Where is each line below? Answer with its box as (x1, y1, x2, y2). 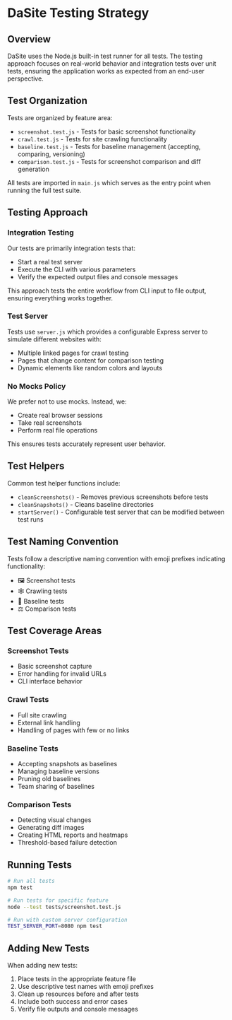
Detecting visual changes (17, 816, 92, 824)
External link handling (17, 718, 80, 727)
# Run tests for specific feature (7, 896, 109, 904)
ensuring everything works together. (7, 293, 114, 302)
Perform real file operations (17, 426, 98, 435)
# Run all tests (7, 878, 55, 885)
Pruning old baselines (17, 775, 81, 782)
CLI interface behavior (17, 677, 83, 686)
